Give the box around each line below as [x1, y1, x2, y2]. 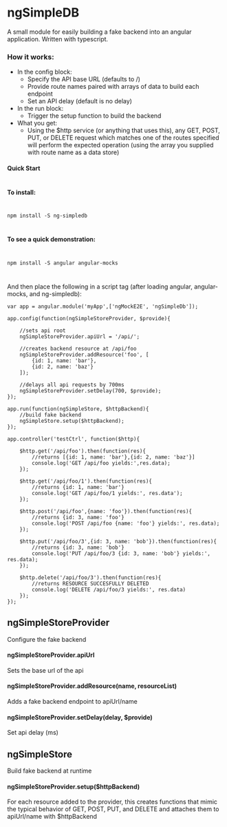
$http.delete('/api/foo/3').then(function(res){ [19, 574, 162, 581]
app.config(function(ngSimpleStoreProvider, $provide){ [7, 315, 171, 322]
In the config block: [17, 67, 72, 76]
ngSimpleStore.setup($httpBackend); [19, 417, 125, 424]
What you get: [17, 119, 57, 127]
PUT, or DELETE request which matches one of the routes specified [27, 134, 219, 142]
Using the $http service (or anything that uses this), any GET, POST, [27, 126, 220, 135]
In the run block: [17, 105, 64, 113]
